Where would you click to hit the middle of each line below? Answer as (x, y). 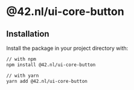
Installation (28, 34)
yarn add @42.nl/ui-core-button (47, 81)
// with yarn (23, 76)
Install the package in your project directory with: (67, 48)
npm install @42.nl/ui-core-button (51, 65)
